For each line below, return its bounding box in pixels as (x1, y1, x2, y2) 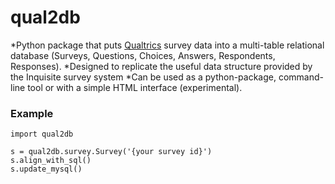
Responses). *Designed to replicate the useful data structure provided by (10, 60, 313, 72)
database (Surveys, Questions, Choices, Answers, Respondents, (10, 49, 276, 61)
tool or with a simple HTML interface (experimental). (27, 81, 243, 93)
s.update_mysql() (10, 164, 83, 175)
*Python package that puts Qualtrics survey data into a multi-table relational (10, 39, 325, 51)
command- (278, 71, 325, 83)
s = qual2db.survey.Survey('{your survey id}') (10, 147, 213, 157)
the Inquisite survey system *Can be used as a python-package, (10, 71, 277, 83)
